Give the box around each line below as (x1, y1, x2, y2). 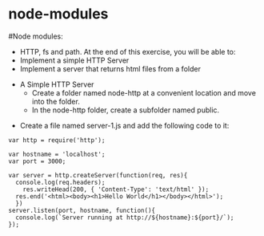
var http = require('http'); (8, 136, 106, 144)
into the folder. (31, 96, 80, 106)
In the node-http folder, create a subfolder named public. (31, 105, 220, 115)
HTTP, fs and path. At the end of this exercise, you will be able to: (19, 47, 236, 56)
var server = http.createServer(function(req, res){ (8, 171, 188, 179)
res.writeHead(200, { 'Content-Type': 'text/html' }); (22, 185, 210, 193)
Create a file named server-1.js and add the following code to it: (19, 120, 230, 130)
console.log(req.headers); (15, 178, 106, 186)
